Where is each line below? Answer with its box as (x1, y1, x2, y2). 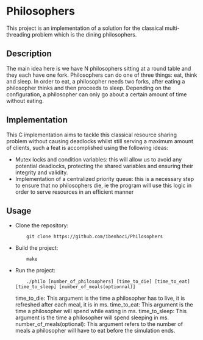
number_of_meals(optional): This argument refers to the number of (15, 321, 183, 328)
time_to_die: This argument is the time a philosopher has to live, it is (15, 294, 185, 302)
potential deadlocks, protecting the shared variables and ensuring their (15, 162, 194, 169)
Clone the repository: (15, 222, 69, 229)
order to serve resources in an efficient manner (15, 188, 134, 196)
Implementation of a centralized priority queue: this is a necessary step (15, 175, 194, 182)
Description (6, 49, 52, 59)
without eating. (6, 97, 44, 104)
